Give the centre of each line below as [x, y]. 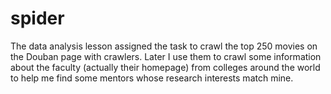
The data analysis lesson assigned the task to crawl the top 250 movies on [164, 46]
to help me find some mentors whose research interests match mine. [152, 78]
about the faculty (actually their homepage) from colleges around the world [165, 67]
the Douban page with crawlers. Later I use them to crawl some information [166, 56]
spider [37, 18]
